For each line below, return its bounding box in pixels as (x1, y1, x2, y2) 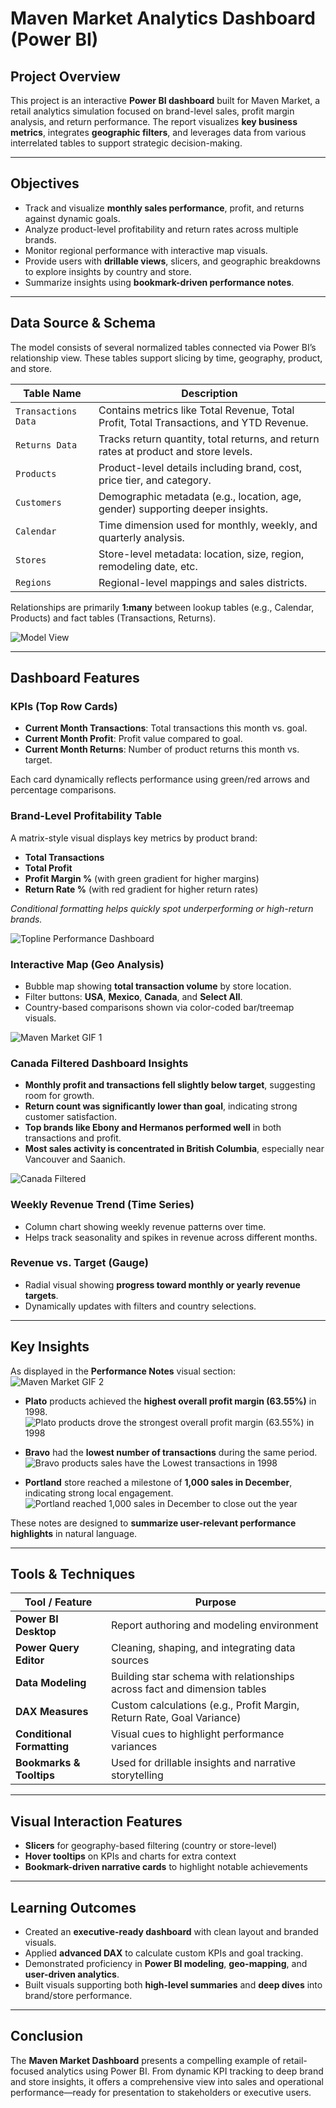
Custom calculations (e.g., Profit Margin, (110, 1698, 300, 1712)
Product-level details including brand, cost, (98, 460, 302, 474)
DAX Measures (15, 1705, 89, 1719)
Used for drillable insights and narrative (110, 1756, 297, 1770)
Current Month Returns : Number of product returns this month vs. (24, 743, 300, 756)
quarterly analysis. (98, 530, 185, 544)
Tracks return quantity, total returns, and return (98, 432, 320, 446)
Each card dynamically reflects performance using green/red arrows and (10, 773, 310, 786)
